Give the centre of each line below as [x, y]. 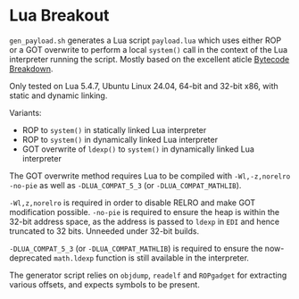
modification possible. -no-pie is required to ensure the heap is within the [144, 212]
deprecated [30, 257]
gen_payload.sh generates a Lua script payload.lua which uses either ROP [145, 40]
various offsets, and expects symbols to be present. [105, 284]
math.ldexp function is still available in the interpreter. [151, 257]
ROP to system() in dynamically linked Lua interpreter [120, 139]
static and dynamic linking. [58, 96]
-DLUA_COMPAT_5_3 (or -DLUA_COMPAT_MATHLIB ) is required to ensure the [136, 248]
